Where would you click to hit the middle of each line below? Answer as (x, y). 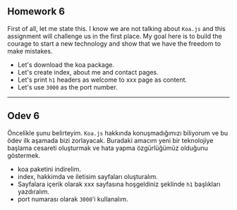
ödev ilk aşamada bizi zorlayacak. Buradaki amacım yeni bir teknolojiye (110, 140)
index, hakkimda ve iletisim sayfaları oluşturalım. (88, 176)
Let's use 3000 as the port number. (67, 87)
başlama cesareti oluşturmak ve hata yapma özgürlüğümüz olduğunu (108, 148)
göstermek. (24, 155)
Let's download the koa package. (66, 64)
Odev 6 (24, 116)
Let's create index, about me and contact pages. (88, 72)
